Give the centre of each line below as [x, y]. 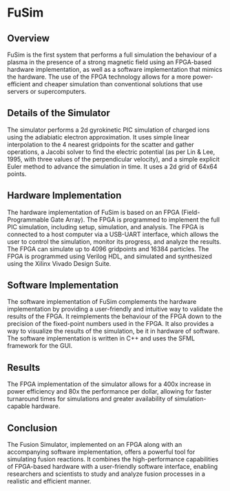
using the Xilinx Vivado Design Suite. [59, 263]
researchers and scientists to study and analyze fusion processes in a [106, 474]
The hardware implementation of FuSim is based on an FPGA [94, 212]
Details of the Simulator [59, 113]
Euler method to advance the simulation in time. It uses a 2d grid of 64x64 [113, 166]
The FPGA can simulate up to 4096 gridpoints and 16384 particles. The [108, 249]
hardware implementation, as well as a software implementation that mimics [115, 69]
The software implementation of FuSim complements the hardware [102, 302]
